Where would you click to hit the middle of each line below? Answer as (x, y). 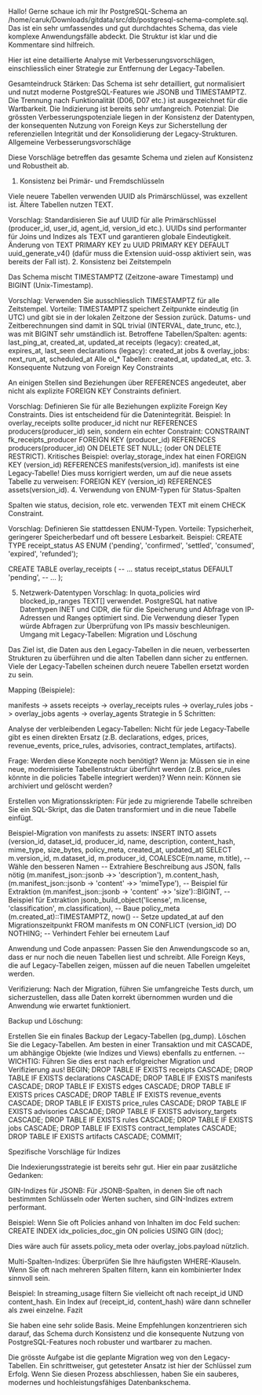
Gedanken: (26, 1175)
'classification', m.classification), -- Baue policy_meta (94, 908)
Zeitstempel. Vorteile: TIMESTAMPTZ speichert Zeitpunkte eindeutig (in (124, 309)
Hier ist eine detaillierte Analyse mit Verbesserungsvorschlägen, (112, 60)
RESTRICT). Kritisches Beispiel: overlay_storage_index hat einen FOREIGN (127, 456)
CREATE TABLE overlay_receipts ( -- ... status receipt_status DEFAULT (121, 569)
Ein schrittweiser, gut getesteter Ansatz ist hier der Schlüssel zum (146, 1365)
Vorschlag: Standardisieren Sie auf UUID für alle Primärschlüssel (113, 220)
